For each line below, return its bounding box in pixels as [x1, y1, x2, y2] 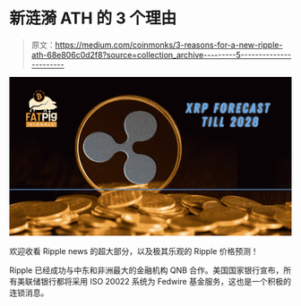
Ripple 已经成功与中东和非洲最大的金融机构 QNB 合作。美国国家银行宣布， [9, 265, 284, 276]
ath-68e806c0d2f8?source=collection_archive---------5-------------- [30, 49, 292, 60]
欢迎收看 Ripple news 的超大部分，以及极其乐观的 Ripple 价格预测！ [9, 245, 259, 256]
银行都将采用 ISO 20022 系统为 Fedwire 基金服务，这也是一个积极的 [39, 276, 291, 286]
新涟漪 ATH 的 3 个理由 [9, 8, 177, 29]
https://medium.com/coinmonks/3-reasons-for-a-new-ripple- [55, 39, 283, 50]
